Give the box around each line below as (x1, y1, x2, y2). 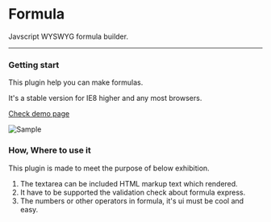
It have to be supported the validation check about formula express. (19, 187, 246, 197)
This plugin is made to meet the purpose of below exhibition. (8, 163, 210, 173)
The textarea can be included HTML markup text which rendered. (19, 178, 238, 188)
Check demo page (8, 109, 70, 119)
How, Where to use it (8, 145, 91, 156)
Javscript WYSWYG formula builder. (8, 31, 129, 41)
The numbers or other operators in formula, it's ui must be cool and (19, 195, 244, 206)
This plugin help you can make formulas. (8, 77, 144, 87)
